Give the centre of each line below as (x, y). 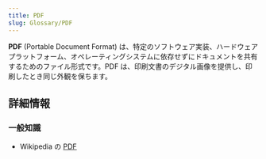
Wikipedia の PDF (48, 146)
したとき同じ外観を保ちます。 (64, 76)
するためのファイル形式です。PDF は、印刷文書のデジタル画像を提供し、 (127, 66)
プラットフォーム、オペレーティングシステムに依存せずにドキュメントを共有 (133, 56)
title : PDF (26, 15)
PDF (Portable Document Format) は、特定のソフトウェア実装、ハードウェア (133, 46)
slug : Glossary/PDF (40, 23)
